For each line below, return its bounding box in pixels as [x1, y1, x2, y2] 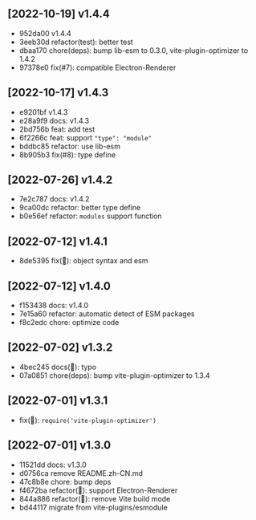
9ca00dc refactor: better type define [18, 203, 141, 213]
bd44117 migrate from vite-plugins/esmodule [18, 502, 168, 512]
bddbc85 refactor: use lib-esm [18, 141, 121, 151]
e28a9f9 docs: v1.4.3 [18, 116, 90, 125]
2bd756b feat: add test [18, 124, 95, 134]
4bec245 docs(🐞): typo [18, 362, 97, 372]
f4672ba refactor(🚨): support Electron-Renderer [18, 485, 178, 495]
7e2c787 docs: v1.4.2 [18, 194, 90, 204]
